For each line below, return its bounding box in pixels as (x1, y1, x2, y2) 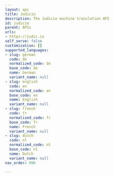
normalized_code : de (9, 61, 51, 66)
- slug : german (5, 52, 36, 57)
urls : (5, 30, 16, 34)
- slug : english (5, 79, 38, 84)
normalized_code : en (9, 88, 51, 93)
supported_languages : (5, 48, 49, 52)
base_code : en (9, 93, 38, 97)
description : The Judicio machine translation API (5, 16, 110, 21)
